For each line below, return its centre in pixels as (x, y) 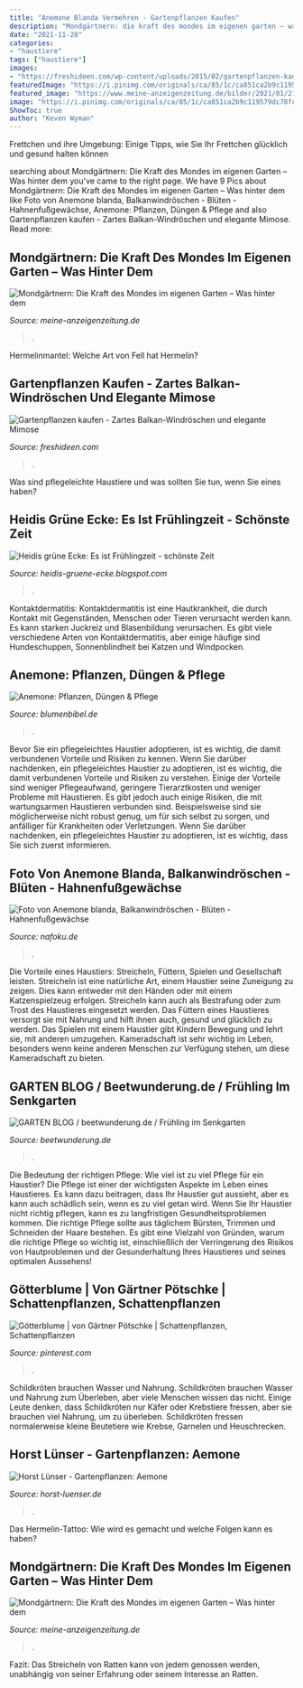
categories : (32, 43)
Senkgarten (43, 1100)
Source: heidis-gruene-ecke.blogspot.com (88, 573)
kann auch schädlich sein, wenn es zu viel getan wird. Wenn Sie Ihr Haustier (151, 1204)
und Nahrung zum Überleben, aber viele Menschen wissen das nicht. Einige (150, 1397)
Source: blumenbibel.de (54, 714)
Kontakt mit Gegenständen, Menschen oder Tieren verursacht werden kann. (151, 618)
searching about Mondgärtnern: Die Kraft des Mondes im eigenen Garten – (148, 172)
